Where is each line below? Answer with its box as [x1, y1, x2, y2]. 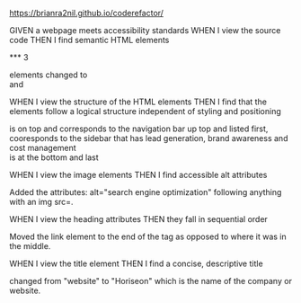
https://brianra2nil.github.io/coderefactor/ [9, 8, 164, 18]
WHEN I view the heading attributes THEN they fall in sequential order [9, 214, 268, 224]
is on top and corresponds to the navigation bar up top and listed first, [9, 123, 269, 134]
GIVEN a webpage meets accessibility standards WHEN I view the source [9, 25, 281, 35]
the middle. [9, 241, 51, 251]
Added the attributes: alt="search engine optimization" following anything [9, 187, 282, 197]
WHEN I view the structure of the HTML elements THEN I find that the [9, 96, 268, 107]
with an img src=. [9, 197, 74, 207]
